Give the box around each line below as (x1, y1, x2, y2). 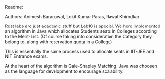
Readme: (5, 4, 23, 10)
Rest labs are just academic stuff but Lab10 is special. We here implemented (5, 23, 161, 29)
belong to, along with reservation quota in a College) (5, 39, 112, 45)
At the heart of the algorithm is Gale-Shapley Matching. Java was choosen (5, 63, 157, 69)
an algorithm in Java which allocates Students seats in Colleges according (5, 28, 157, 34)
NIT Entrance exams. (5, 53, 48, 59)
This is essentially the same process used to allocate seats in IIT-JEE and (5, 49, 155, 54)
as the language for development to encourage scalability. (5, 68, 124, 74)
